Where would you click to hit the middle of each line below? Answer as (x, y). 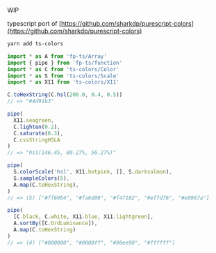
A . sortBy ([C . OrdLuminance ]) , (56, 223)
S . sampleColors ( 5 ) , (42, 178)
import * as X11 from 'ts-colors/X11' (63, 82)
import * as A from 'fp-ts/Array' (57, 56)
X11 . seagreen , (34, 120)
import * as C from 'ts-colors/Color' (63, 69)
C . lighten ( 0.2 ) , (37, 127)
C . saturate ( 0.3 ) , (39, 133)
